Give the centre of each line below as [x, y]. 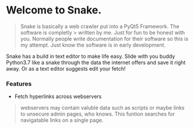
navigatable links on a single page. [62, 120]
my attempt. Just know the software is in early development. [93, 45]
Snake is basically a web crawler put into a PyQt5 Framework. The [100, 26]
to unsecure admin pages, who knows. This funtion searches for [98, 114]
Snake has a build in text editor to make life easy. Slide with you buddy [91, 56]
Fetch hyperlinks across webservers [58, 96]
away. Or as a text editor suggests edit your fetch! [66, 68]
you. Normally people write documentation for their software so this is [104, 39]
